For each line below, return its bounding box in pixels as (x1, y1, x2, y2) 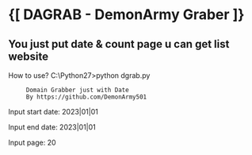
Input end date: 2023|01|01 (8, 122, 97, 132)
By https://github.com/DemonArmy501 (25, 93, 147, 101)
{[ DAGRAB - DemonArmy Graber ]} (8, 6, 245, 24)
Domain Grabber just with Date (25, 86, 129, 94)
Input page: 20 (8, 138, 57, 147)
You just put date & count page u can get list (8, 37, 230, 51)
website (8, 49, 49, 63)
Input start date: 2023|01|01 (8, 107, 99, 116)
